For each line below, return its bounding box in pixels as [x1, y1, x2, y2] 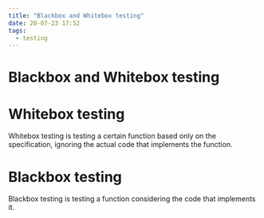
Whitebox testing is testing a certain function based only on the [8, 131, 217, 141]
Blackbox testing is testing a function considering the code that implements [8, 194, 257, 204]
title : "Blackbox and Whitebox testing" [8, 11, 145, 20]
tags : [8, 26, 26, 34]
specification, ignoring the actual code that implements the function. [8, 140, 233, 149]
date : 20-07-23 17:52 [8, 19, 81, 27]
